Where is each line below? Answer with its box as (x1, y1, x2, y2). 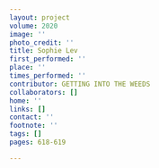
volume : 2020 (9, 21, 58, 30)
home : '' (9, 96, 42, 105)
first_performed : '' (9, 55, 87, 63)
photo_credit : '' (9, 38, 75, 47)
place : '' (9, 63, 47, 72)
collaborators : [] (9, 88, 78, 97)
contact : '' (9, 113, 54, 122)
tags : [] (9, 130, 42, 139)
